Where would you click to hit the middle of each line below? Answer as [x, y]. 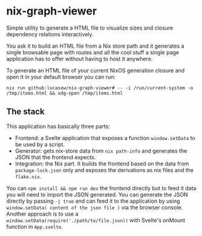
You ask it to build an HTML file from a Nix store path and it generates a [95, 46]
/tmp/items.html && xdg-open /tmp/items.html [64, 93]
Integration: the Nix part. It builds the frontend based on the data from [102, 164]
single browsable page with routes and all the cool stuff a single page [93, 52]
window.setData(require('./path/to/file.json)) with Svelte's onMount [96, 220]
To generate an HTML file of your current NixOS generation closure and [96, 70]
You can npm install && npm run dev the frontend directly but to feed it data [101, 188]
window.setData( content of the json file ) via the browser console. [95, 207]
